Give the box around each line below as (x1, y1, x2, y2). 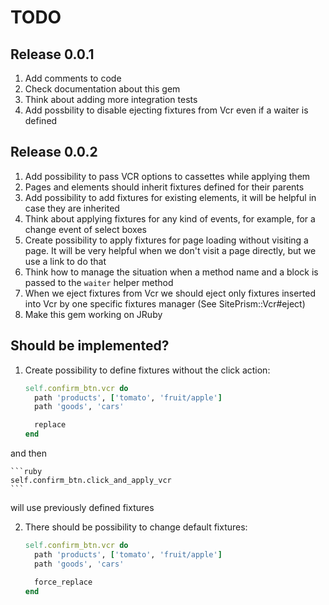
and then (10, 447, 47, 459)
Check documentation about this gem (24, 83, 181, 95)
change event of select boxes (24, 223, 147, 235)
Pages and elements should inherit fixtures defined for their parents (24, 181, 305, 193)
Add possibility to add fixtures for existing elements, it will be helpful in (24, 191, 317, 203)
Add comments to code (24, 72, 122, 84)
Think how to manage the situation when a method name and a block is (24, 266, 319, 278)
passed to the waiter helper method (24, 276, 174, 288)
